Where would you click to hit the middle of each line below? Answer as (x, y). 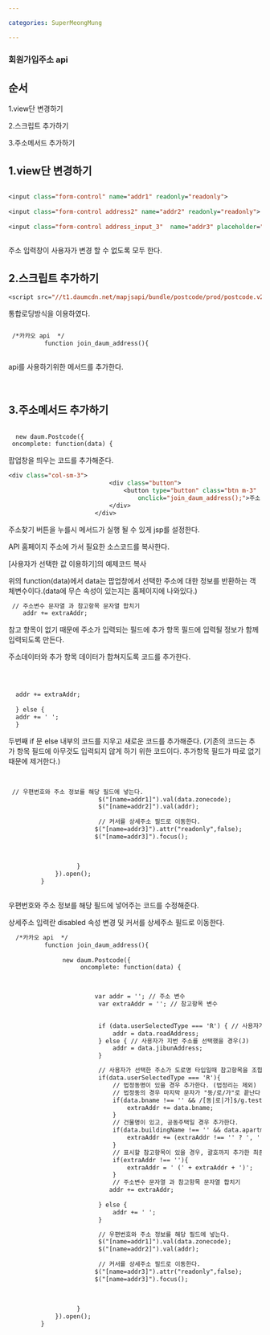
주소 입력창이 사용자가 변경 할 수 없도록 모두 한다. (86, 251)
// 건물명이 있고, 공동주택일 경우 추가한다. (176, 1123)
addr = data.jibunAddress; (157, 1048)
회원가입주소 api (38, 59)
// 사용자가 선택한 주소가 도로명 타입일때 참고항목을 (173, 1071)
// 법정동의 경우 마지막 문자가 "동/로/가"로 (176, 1093)
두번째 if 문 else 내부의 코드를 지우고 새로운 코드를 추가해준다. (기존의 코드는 (128, 741)
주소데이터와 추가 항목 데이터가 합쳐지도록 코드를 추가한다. (100, 657)
